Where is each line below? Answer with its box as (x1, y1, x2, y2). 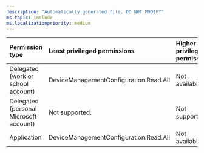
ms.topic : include (6, 15, 53, 21)
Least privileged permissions (48, 47, 135, 55)
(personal (9, 105, 37, 113)
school (9, 80, 29, 88)
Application (9, 134, 42, 142)
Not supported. (48, 108, 92, 117)
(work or (9, 72, 34, 80)
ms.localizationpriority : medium (6, 20, 91, 26)
